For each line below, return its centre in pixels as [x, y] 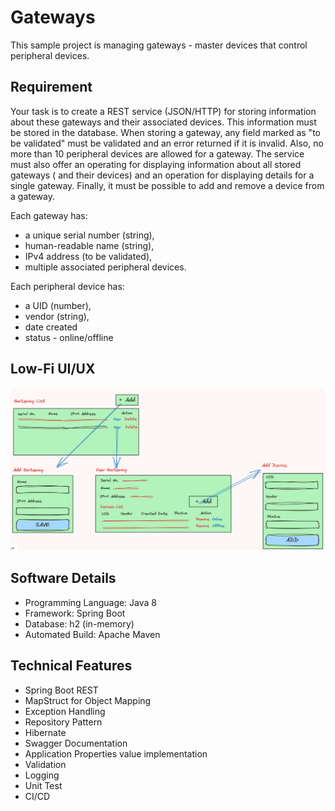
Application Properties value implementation [116, 753]
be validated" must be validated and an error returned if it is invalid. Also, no [167, 143]
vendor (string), [57, 316]
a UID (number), [58, 305]
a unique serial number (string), [89, 235]
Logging [42, 775]
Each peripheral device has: [67, 286]
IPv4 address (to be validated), [88, 256]
